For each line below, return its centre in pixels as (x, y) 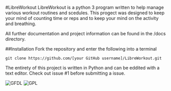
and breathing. (21, 24)
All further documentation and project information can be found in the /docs (85, 33)
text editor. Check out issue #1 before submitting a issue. (65, 73)
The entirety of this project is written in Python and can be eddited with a (83, 68)
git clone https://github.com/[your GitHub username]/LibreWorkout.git (83, 58)
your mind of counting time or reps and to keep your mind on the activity (82, 18)
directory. (15, 39)
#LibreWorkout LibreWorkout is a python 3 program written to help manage (85, 7)
